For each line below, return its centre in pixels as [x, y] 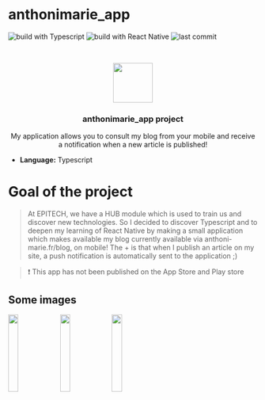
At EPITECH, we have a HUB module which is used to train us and [134, 214]
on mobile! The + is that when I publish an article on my [164, 248]
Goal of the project [70, 192]
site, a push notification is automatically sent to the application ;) [132, 256]
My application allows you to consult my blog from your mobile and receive [133, 136]
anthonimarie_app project [133, 119]
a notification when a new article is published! [133, 145]
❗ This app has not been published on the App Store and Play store [136, 272]
